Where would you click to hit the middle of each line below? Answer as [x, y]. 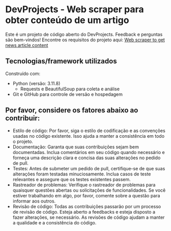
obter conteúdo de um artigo [67, 20]
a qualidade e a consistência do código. [55, 222]
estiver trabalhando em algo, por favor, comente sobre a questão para [86, 195]
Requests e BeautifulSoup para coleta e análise [70, 89]
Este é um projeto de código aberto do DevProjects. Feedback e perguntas [84, 34]
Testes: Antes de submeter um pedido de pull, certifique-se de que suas [89, 168]
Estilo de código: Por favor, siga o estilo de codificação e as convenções [89, 131]
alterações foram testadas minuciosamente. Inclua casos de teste [82, 174]
